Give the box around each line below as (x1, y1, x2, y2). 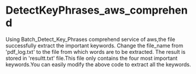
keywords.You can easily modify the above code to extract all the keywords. (5, 60, 191, 68)
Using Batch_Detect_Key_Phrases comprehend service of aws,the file (5, 36, 175, 43)
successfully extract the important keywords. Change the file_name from (5, 42, 184, 49)
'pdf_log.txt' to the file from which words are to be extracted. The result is (5, 48, 186, 55)
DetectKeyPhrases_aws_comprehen (5, 4, 188, 17)
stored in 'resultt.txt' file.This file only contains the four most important (5, 54, 178, 62)
